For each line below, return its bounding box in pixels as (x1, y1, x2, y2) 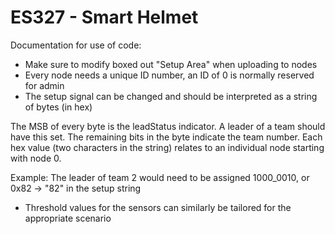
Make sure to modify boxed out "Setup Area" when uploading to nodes (24, 58, 318, 70)
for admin (24, 79, 65, 91)
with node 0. (10, 152, 62, 164)
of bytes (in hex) (24, 101, 93, 113)
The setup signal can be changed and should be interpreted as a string (24, 90, 318, 102)
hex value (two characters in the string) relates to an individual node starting (10, 141, 325, 153)
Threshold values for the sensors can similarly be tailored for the (24, 201, 292, 213)
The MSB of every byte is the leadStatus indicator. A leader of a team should (10, 120, 326, 132)
